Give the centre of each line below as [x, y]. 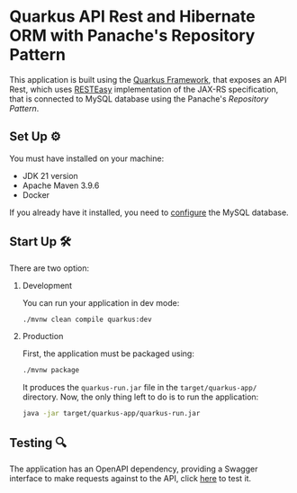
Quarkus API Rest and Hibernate [132, 17]
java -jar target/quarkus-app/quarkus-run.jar [111, 414]
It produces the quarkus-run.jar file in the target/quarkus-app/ [139, 388]
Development [47, 285]
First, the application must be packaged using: [108, 354]
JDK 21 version [50, 175]
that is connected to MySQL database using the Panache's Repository [139, 99]
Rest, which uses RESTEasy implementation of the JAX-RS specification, [144, 89]
